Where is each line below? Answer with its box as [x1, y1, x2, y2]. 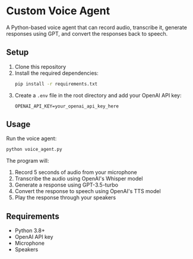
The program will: [6, 157, 49, 165]
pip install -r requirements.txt [14, 81, 98, 87]
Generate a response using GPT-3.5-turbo [14, 181, 119, 188]
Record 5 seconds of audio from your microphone [14, 169, 138, 176]
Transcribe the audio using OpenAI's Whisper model [14, 175, 143, 182]
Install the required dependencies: [14, 70, 99, 77]
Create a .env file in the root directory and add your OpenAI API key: [14, 91, 182, 99]
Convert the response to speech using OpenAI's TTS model [14, 188, 162, 195]
